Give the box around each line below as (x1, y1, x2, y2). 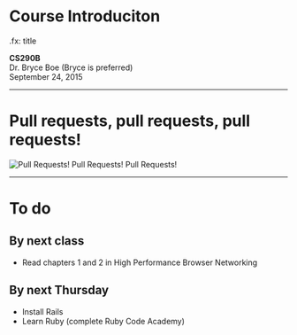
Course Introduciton (9, 6, 161, 27)
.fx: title (9, 35, 37, 46)
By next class (9, 233, 85, 249)
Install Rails (21, 306, 64, 316)
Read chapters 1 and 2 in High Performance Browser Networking (21, 257, 258, 268)
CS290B (9, 52, 42, 63)
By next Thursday (9, 283, 110, 298)
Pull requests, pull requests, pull (9, 111, 250, 131)
